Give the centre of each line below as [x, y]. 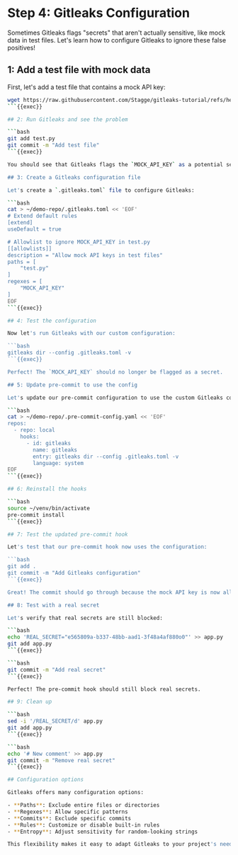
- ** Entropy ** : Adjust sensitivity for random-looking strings [103, 832]
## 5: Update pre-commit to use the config [73, 385]
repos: [17, 424]
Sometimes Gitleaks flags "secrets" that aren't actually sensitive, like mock [116, 33]
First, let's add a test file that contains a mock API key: [86, 87]
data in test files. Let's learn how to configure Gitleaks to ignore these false [117, 40]
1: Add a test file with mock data [79, 70]
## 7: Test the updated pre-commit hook [68, 534]
